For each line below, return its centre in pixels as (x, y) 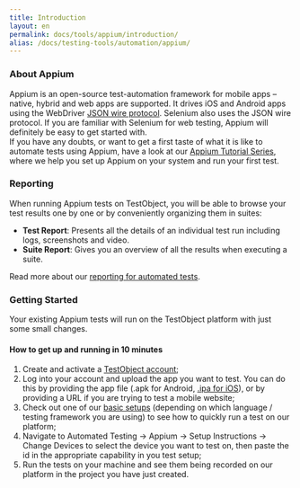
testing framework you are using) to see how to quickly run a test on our (156, 417)
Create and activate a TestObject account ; (101, 369)
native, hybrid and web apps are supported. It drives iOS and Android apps (148, 103)
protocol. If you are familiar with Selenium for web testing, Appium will (139, 122)
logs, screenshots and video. (76, 240)
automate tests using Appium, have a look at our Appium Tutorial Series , (143, 151)
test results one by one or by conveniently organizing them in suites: (136, 213)
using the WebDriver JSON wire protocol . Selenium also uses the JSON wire (150, 112)
